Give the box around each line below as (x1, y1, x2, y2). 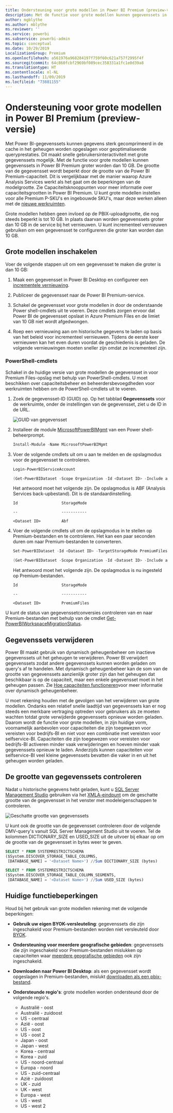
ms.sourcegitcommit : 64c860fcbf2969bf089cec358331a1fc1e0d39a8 (5, 60, 144, 65)
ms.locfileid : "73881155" (5, 79, 61, 84)
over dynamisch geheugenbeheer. (5, 687, 78, 693)
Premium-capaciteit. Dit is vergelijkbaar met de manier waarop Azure (5, 173, 152, 179)
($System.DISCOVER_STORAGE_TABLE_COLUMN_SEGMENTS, (5, 873, 116, 878)
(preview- (97, 112, 141, 124)
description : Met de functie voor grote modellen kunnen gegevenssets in (5, 12, 167, 18)
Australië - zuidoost (20, 1010, 63, 1016)
